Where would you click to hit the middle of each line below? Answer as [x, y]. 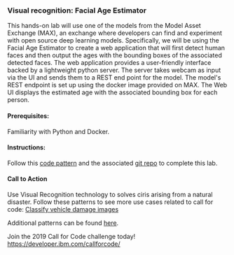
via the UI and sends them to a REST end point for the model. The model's [114, 78]
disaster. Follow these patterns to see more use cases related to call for [110, 202]
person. [19, 100]
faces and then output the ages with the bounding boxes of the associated [115, 55]
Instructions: [27, 147]
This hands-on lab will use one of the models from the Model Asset [104, 26]
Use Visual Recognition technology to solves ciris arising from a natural [110, 194]
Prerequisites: [28, 116]
